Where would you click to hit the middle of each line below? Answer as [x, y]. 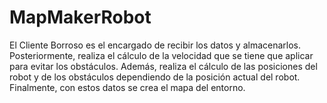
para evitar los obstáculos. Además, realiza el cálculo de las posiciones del [163, 66]
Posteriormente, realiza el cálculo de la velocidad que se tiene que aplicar [161, 55]
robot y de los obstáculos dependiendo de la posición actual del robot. [155, 77]
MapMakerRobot [80, 17]
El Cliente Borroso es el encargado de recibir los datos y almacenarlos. [155, 45]
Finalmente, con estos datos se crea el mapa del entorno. [127, 87]
